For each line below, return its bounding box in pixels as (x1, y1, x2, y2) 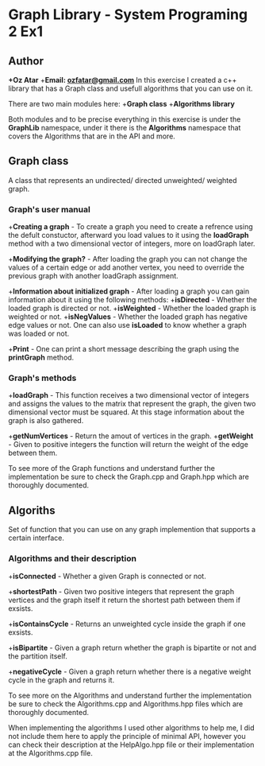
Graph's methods (8, 372, 77, 383)
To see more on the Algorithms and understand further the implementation (8, 690, 252, 700)
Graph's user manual (8, 204, 91, 215)
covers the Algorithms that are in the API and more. (8, 131, 176, 141)
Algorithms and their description (8, 553, 137, 564)
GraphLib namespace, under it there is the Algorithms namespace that (8, 123, 241, 132)
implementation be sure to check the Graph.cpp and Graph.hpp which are (8, 472, 250, 482)
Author (8, 54, 44, 68)
